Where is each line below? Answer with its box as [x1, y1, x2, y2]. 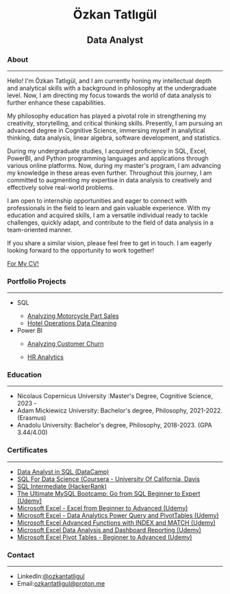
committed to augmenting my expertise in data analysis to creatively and [7, 175, 212, 184]
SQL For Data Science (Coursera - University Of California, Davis [16, 475, 201, 483]
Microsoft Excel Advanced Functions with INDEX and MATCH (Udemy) [16, 518, 216, 527]
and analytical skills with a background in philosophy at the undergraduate [7, 84, 217, 92]
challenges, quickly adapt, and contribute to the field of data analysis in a [7, 218, 214, 226]
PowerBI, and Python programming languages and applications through [7, 154, 209, 162]
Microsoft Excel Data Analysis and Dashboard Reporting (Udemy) [16, 525, 202, 534]
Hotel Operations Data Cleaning [27, 319, 117, 327]
